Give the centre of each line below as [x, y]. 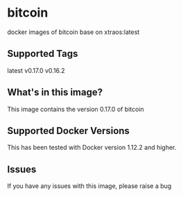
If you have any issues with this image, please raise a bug [89, 186]
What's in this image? [55, 93]
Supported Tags [43, 54]
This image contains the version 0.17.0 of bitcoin [76, 109]
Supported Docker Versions [69, 131]
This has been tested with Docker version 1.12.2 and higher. [92, 148]
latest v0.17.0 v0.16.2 [36, 70]
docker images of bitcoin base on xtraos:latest [73, 32]
